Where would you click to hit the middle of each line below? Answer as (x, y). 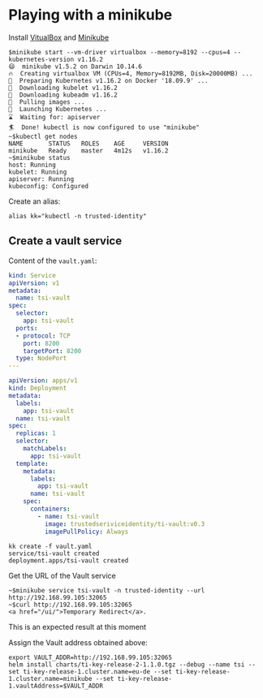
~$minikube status (39, 157)
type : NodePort (41, 359)
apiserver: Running (41, 179)
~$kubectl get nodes (43, 136)
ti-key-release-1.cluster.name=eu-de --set (98, 671)
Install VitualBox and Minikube (59, 37)
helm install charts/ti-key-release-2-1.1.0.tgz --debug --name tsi (127, 664)
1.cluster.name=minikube (50, 679)
